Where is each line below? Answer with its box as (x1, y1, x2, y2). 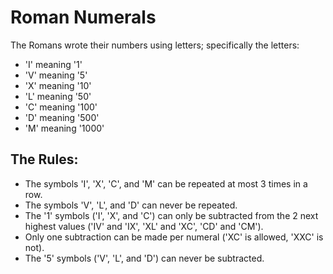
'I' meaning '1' (24, 58, 83, 70)
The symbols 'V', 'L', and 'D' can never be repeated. (24, 199, 238, 211)
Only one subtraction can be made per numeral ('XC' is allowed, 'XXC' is (24, 231, 324, 243)
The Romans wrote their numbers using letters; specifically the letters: (10, 39, 300, 51)
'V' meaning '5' (24, 69, 88, 81)
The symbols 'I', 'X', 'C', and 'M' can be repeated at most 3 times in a (24, 177, 308, 190)
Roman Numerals (10, 6, 157, 29)
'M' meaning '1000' (24, 122, 105, 134)
